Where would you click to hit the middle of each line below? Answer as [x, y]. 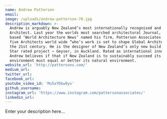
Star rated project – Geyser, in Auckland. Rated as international [81, 51]
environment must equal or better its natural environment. [73, 60]
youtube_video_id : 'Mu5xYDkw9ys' [40, 83]
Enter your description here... [35, 112]
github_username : [23, 88]
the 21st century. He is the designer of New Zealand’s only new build [85, 47]
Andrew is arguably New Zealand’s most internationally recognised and [85, 28]
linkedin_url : [20, 97]
